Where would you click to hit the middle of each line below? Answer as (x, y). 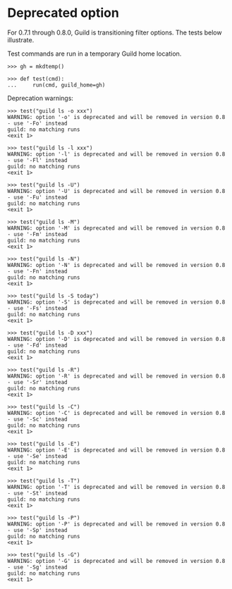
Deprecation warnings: (41, 98)
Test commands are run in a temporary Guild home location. (94, 54)
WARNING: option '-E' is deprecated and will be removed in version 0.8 (116, 450)
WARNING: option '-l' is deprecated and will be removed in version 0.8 (116, 154)
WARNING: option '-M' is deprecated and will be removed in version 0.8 (116, 228)
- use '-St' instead (38, 493)
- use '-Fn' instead (38, 271)
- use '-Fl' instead (38, 160)
